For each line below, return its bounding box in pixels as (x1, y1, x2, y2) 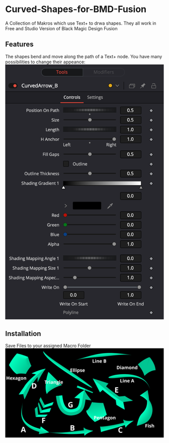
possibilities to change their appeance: (5, 59, 86, 65)
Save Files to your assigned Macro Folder (5, 343, 92, 349)
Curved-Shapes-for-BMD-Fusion (5, 4, 147, 15)
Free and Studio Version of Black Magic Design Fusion (5, 25, 118, 31)
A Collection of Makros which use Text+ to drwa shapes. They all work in (5, 20, 157, 26)
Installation (5, 329, 41, 338)
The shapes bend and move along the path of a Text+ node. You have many (5, 53, 162, 59)
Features (5, 40, 34, 49)
